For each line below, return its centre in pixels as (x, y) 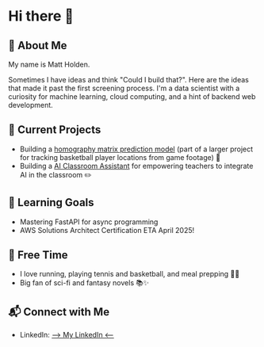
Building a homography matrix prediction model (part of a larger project (136, 149)
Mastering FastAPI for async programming (89, 222)
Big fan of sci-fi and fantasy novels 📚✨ (84, 283)
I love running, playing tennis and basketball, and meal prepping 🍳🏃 (130, 274)
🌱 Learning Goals (51, 202)
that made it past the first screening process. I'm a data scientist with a (124, 88)
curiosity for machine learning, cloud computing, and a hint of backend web (132, 97)
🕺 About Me (38, 46)
